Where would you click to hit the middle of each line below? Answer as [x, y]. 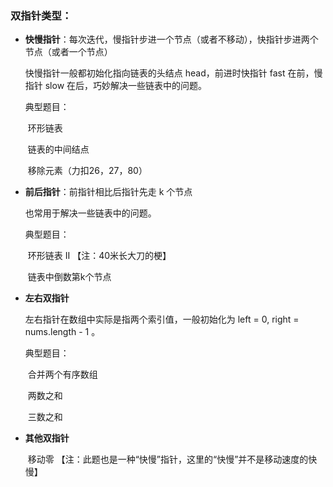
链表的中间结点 [58, 149]
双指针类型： [41, 15]
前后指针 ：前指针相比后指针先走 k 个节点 [108, 192]
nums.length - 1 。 [62, 332]
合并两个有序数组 [62, 374]
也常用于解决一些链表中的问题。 [90, 213]
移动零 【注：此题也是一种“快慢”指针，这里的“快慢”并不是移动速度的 [168, 459]
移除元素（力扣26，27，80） [87, 171]
